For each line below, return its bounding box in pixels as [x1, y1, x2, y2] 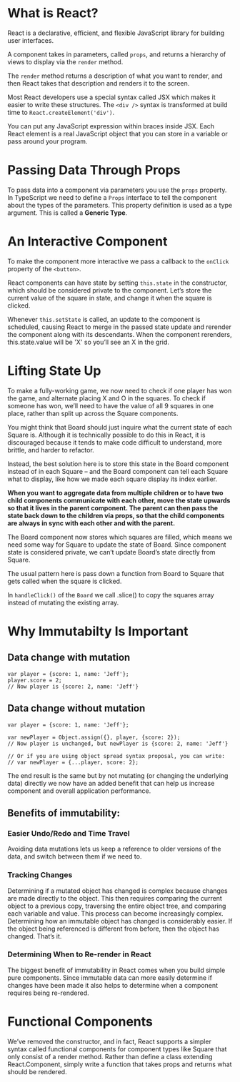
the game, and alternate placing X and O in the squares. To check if [7, 394, 206, 403]
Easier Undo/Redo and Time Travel [7, 828, 130, 838]
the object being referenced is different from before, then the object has [7, 924, 220, 933]
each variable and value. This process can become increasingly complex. [7, 909, 224, 918]
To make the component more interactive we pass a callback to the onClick [7, 257, 229, 266]
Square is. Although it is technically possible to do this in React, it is [7, 430, 206, 439]
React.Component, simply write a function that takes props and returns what [7, 1060, 232, 1068]
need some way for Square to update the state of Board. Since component [7, 540, 226, 549]
